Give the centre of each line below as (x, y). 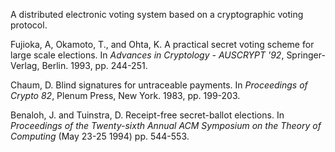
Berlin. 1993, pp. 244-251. (94, 65)
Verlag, (25, 65)
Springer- (306, 55)
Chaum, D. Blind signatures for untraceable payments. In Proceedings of (159, 85)
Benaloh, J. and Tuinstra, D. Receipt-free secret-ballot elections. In (147, 115)
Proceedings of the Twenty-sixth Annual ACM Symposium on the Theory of (166, 125)
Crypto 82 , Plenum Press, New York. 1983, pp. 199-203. (125, 95)
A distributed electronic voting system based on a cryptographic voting (157, 14)
